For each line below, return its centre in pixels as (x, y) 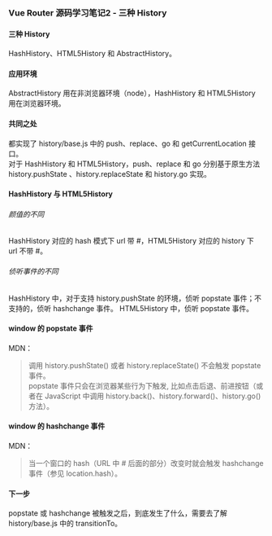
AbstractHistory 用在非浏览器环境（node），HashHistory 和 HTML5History (132, 93)
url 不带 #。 (28, 251)
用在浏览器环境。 (37, 103)
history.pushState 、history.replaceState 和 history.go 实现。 (110, 174)
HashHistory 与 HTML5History (61, 194)
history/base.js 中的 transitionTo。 (65, 524)
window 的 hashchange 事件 (57, 426)
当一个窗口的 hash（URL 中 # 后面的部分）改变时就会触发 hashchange (146, 463)
